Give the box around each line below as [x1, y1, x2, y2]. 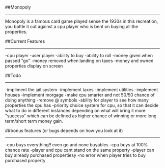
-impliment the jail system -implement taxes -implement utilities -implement [5, 87, 158, 93]
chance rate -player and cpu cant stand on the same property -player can [5, 147, 155, 153]
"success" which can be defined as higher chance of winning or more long [5, 113, 157, 119]
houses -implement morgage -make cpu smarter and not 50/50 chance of [5, 92, 155, 98]
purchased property [5, 158, 46, 163]
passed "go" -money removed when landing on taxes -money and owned [5, 58, 154, 64]
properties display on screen [5, 63, 63, 68]
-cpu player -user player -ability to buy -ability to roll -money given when [5, 53, 153, 58]
